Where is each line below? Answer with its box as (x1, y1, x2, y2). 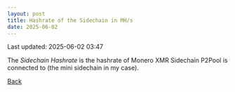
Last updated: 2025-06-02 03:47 (7, 43, 104, 51)
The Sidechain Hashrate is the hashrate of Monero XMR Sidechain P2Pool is (7, 56, 228, 65)
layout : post (7, 10, 46, 18)
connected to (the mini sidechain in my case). (7, 64, 139, 72)
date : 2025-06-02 (7, 23, 58, 30)
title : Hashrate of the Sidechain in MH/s (7, 17, 133, 24)
